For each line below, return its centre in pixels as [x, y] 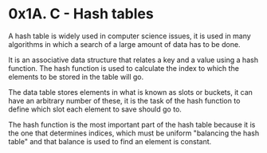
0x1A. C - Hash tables [81, 14]
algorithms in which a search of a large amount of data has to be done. [124, 44]
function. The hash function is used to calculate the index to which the [124, 68]
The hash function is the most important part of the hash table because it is [132, 124]
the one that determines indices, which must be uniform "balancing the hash [134, 133]
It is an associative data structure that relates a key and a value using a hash [133, 60]
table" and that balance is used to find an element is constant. [110, 141]
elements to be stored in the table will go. [76, 76]
